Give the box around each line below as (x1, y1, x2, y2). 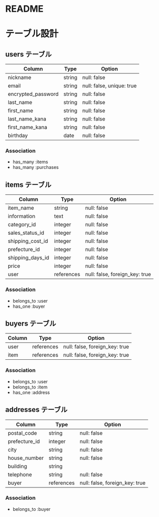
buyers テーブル (5, 319, 57, 328)
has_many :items (12, 159, 48, 165)
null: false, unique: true (82, 82, 137, 89)
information (8, 213, 36, 220)
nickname (8, 74, 32, 81)
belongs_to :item (12, 384, 48, 390)
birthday (8, 132, 28, 139)
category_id (8, 221, 36, 228)
